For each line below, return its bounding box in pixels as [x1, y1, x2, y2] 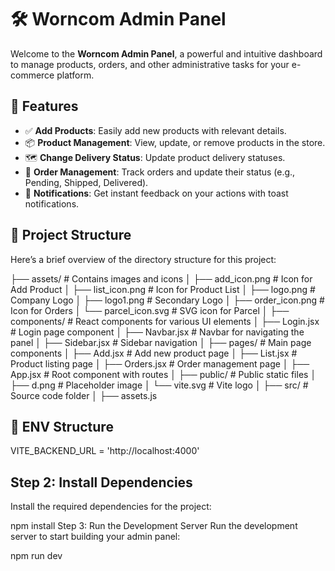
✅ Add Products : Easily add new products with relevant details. [24, 124, 287, 136]
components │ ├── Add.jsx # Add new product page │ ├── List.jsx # [10, 347, 298, 359]
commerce [10, 69, 55, 81]
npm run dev [10, 550, 63, 562]
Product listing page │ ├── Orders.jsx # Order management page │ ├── [10, 357, 310, 370]
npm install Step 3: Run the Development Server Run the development [10, 520, 298, 532]
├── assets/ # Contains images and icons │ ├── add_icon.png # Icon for [10, 272, 313, 285]
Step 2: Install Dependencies [10, 474, 193, 491]
